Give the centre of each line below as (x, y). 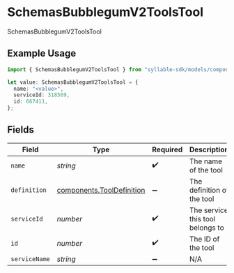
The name (206, 161)
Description (209, 149)
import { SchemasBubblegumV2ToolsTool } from (74, 69)
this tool (202, 219)
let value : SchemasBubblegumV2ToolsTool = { (73, 82)
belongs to (206, 228)
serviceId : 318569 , (42, 95)
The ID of (204, 239)
